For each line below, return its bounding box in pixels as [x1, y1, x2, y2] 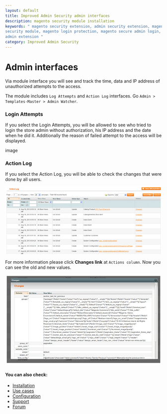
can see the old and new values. [5, 264, 72, 270]
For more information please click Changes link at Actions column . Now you [5, 259, 161, 265]
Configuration [12, 393, 41, 399]
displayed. [5, 138, 26, 144]
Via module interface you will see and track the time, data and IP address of [5, 78, 160, 84]
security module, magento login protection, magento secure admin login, [5, 29, 162, 34]
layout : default [5, 8, 39, 13]
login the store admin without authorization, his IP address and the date [5, 127, 152, 133]
